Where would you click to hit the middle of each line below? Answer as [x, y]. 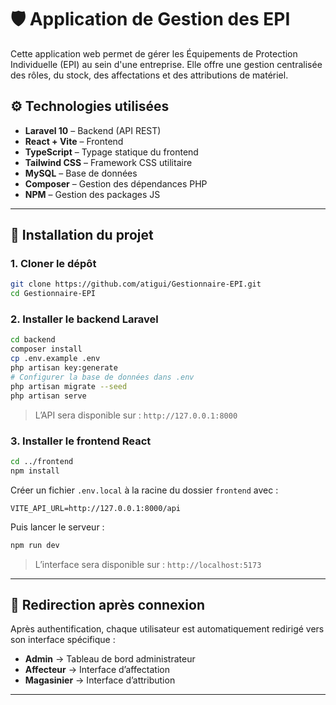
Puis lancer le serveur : [57, 527]
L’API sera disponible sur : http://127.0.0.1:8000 [136, 415]
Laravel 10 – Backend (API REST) [93, 130]
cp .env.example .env [55, 359]
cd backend [33, 340]
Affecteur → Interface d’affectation [97, 670]
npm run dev [35, 545]
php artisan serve [48, 396]
